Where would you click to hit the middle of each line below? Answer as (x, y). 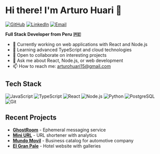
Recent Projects (31, 118)
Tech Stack (23, 84)
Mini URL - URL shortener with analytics (55, 135)
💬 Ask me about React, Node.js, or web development (68, 60)
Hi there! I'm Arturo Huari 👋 (63, 10)
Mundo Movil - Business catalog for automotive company (73, 140)
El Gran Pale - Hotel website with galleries (57, 146)
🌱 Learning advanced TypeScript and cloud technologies (72, 50)
